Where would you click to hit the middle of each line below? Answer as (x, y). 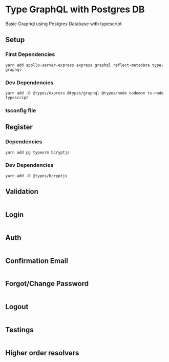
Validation (22, 192)
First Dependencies (30, 54)
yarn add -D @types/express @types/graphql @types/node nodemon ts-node (84, 93)
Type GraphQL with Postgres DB (75, 9)
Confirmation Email (37, 261)
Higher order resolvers (42, 353)
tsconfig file (21, 110)
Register (19, 127)
